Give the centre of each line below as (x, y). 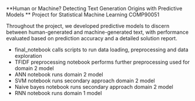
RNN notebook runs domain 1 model (58, 93)
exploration (28, 56)
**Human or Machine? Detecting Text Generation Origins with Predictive (94, 8)
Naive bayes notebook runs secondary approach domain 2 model (94, 87)
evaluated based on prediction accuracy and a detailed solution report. (92, 38)
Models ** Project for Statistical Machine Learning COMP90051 (83, 15)
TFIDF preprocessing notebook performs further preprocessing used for (102, 62)
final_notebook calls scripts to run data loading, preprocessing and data (102, 50)
